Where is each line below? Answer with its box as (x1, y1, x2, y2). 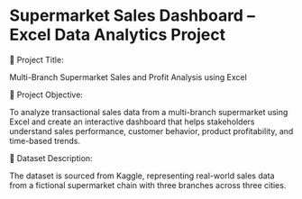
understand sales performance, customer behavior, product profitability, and (9, 125, 294, 136)
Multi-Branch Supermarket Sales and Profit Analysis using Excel (9, 71, 248, 82)
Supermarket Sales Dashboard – (9, 5, 255, 26)
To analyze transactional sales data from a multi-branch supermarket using (9, 106, 288, 117)
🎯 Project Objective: (9, 89, 84, 100)
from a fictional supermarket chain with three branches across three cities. (9, 179, 287, 190)
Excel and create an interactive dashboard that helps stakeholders (9, 116, 255, 127)
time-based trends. (9, 135, 81, 146)
